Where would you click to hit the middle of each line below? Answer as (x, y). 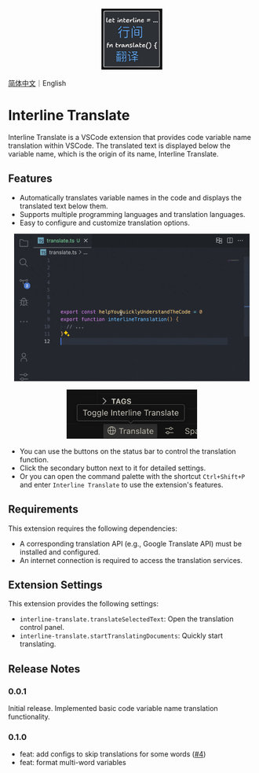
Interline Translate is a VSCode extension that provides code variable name (129, 137)
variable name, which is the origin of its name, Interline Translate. (113, 153)
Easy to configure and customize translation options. (104, 223)
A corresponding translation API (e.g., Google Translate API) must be (130, 543)
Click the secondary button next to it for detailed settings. (113, 468)
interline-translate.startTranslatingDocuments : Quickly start (121, 636)
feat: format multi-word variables (73, 763)
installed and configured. (60, 552)
